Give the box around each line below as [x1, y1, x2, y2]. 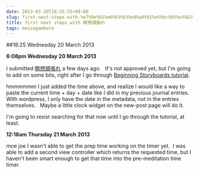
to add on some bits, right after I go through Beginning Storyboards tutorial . [6, 71, 190, 79]
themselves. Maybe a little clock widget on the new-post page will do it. [6, 102, 184, 109]
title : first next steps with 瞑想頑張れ [6, 19, 105, 25]
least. [6, 119, 20, 127]
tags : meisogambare [6, 25, 54, 31]
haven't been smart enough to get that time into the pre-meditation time [6, 155, 182, 162]
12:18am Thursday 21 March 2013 [6, 131, 90, 138]
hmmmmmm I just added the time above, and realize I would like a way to [6, 83, 185, 90]
